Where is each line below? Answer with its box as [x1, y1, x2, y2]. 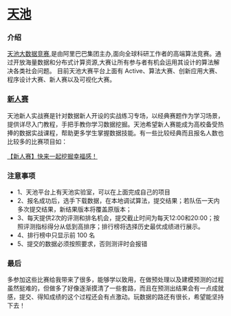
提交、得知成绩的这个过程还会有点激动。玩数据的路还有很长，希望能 [19, 293, 212, 301]
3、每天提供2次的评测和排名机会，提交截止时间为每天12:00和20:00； [16, 214, 214, 222]
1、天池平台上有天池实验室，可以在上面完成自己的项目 [16, 188, 170, 197]
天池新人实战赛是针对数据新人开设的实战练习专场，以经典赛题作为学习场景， [7, 111, 224, 119]
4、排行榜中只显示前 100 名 [16, 231, 96, 239]
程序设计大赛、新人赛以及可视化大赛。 [7, 75, 115, 83]
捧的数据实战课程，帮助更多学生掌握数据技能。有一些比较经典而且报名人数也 [7, 128, 224, 137]
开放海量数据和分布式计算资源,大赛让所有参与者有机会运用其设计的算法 [12, 58, 214, 66]
